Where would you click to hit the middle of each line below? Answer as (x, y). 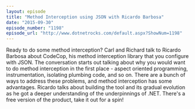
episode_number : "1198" (35, 28)
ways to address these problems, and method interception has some (89, 81)
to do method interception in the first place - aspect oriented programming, (97, 69)
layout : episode (26, 11)
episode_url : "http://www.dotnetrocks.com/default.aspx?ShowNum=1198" (94, 33)
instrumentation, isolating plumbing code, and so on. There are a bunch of (96, 75)
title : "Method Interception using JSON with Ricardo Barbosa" (85, 17)
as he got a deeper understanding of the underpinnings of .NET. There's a (96, 94)
